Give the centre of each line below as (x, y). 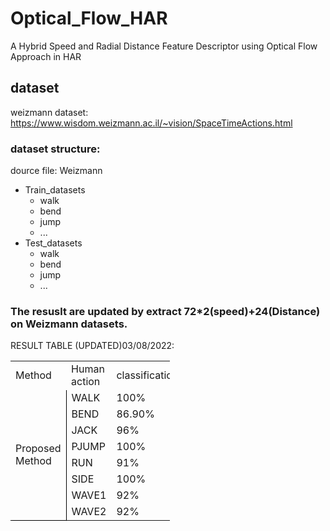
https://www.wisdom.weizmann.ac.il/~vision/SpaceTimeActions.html (151, 123)
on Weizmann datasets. (69, 324)
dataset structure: (55, 149)
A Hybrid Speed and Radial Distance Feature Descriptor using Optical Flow (164, 46)
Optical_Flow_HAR (89, 18)
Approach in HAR (46, 56)
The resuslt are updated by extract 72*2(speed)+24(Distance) (165, 311)
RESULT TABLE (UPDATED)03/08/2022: (92, 346)
